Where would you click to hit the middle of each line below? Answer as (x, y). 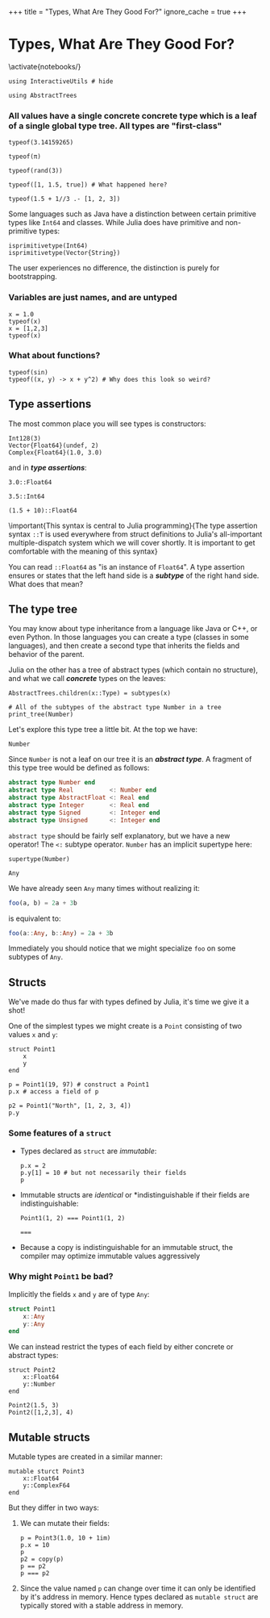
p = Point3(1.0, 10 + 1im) (65, 1538)
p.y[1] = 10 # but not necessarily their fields (103, 1173)
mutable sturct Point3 (46, 1472)
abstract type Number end (52, 783)
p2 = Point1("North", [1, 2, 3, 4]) (70, 1106)
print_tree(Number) (41, 715)
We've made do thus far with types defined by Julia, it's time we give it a (129, 1002)
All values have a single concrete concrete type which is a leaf (133, 115)
